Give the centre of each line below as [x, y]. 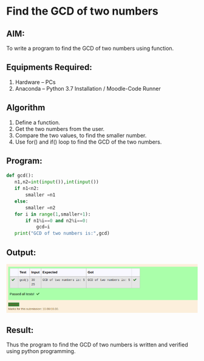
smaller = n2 [40, 208]
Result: [20, 330]
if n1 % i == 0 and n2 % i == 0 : [56, 220]
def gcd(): [20, 176]
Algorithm [26, 108]
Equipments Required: [49, 67]
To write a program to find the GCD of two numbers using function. [90, 48]
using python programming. [41, 351]
